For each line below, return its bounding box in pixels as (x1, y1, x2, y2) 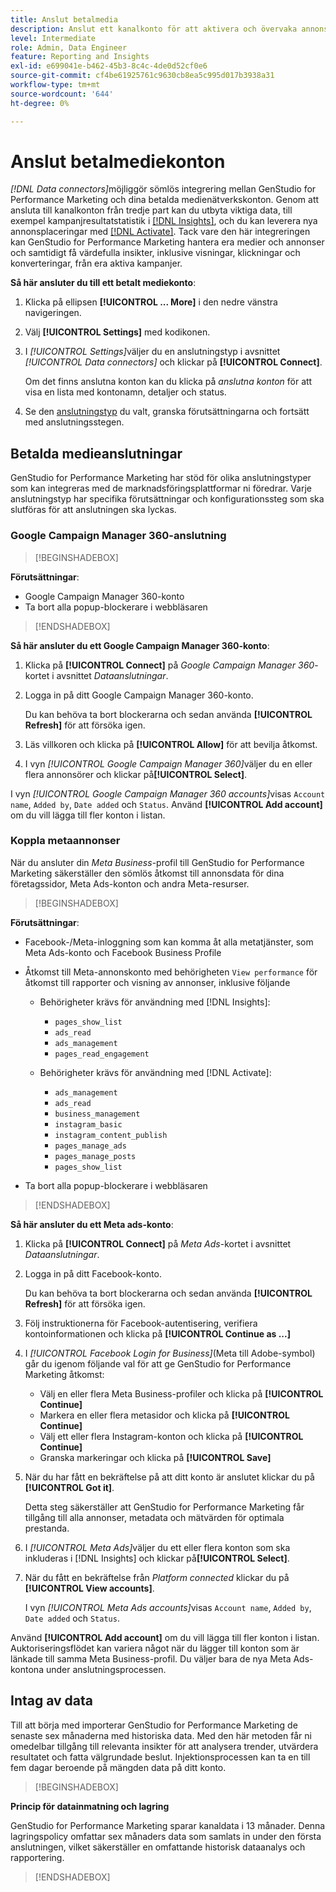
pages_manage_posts (54, 1151, 137, 1161)
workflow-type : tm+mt (10, 80, 101, 90)
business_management (54, 1109, 141, 1119)
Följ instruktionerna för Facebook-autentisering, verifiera (24, 1317, 258, 1329)
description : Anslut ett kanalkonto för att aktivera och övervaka (10, 24, 298, 34)
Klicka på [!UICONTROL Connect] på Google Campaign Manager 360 (24, 659, 315, 671)
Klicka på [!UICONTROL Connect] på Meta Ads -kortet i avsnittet (24, 1237, 292, 1250)
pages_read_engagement (54, 1049, 150, 1059)
